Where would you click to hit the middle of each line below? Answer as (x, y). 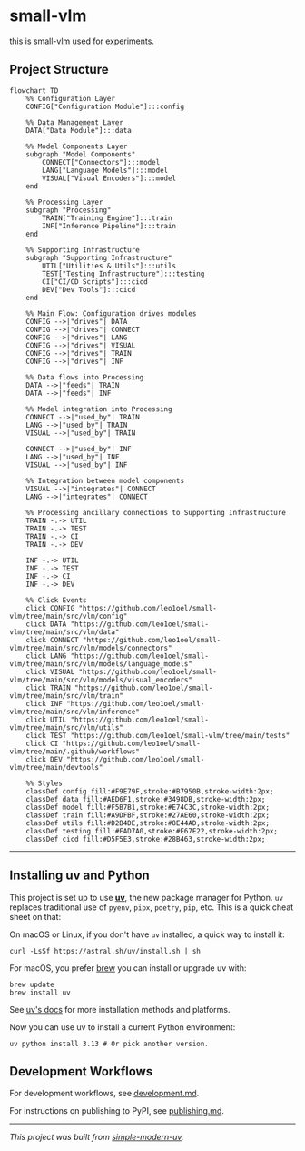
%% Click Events (57, 600)
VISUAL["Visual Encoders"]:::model (109, 178)
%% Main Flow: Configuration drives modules (111, 313)
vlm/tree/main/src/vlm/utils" (67, 727)
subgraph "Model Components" (81, 154)
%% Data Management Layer (75, 122)
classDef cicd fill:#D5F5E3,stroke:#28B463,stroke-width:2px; (146, 839)
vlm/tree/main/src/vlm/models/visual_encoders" (101, 680)
